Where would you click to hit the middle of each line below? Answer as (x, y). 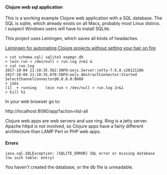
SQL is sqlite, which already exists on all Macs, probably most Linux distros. (83, 23)
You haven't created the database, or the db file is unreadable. (69, 167)
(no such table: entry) (30, 158)
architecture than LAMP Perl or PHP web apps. (53, 131)
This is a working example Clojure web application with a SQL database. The (84, 18)
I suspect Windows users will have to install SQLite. (58, 29)
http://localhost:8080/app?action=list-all (47, 111)
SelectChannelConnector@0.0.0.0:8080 (44, 79)
